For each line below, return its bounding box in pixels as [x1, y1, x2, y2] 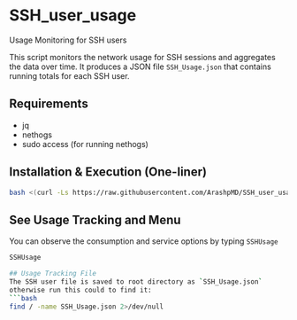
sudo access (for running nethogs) [21, 138, 148, 149]
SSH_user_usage [9, 5, 137, 26]
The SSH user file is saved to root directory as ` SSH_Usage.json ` [9, 277, 263, 286]
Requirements [9, 97, 88, 112]
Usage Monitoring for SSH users [9, 35, 127, 45]
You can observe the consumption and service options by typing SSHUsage [9, 236, 278, 246]
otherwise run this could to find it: [9, 285, 152, 294]
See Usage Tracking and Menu [9, 212, 181, 227]
